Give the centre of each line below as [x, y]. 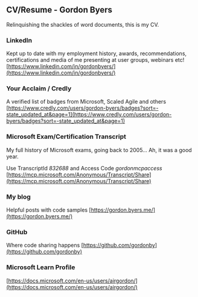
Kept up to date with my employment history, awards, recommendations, [97, 53]
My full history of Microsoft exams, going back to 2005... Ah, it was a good [99, 150]
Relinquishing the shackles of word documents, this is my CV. [83, 24]
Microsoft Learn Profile [41, 267]
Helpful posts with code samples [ [49, 210]
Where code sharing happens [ [45, 245]
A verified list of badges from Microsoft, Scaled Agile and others [86, 102]
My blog [19, 196]
